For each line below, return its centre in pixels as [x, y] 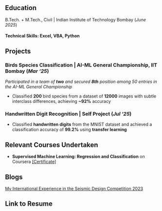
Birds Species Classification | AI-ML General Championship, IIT [81, 65]
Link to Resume [29, 204]
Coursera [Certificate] [34, 162]
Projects [18, 51]
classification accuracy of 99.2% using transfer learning [70, 130]
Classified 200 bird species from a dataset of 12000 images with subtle [84, 96]
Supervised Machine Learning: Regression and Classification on [78, 157]
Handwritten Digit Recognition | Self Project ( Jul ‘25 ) [68, 114]
